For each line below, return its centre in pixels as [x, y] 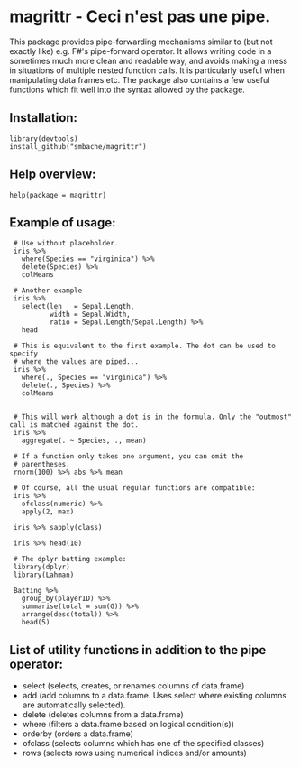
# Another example [48, 291]
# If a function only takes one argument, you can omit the [128, 457]
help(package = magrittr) [58, 195]
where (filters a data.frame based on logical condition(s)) [128, 725]
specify [24, 354]
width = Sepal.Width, [90, 314]
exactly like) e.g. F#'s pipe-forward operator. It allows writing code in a [141, 51]
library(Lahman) [44, 575]
